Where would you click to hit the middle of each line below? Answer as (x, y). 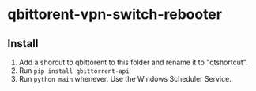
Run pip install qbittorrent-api (74, 71)
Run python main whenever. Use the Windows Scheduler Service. (125, 79)
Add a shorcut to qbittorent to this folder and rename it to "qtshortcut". (133, 62)
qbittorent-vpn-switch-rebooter (115, 15)
